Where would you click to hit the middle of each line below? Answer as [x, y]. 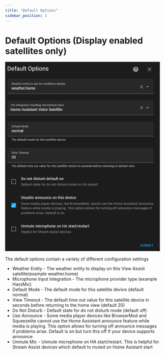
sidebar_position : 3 [26, 16]
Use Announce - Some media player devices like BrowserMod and [79, 316]
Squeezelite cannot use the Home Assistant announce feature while [81, 321]
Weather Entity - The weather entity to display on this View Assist [78, 269]
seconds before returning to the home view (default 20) [69, 305]
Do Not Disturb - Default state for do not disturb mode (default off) [80, 311]
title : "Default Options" [31, 10]
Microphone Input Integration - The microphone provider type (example [84, 279]
